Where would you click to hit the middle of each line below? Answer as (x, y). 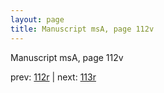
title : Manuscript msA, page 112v (82, 29)
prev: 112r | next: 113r (53, 77)
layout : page (37, 19)
